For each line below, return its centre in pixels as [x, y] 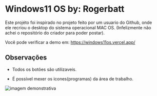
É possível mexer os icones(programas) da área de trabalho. [73, 78]
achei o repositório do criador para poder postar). [55, 33]
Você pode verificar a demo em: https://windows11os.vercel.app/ [70, 42]
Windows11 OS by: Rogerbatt [65, 9]
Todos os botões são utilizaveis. [44, 69]
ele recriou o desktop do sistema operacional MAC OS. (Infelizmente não [78, 27]
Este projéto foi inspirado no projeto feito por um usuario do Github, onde [78, 22]
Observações [26, 58]
